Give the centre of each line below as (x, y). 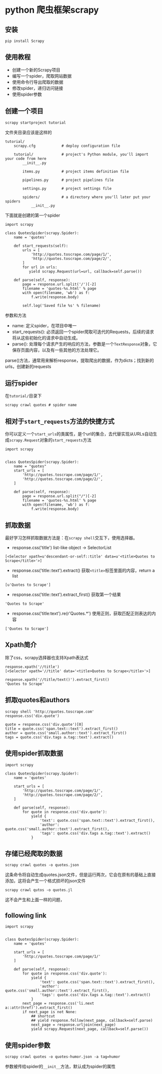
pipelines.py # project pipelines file (68, 180)
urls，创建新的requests (28, 366)
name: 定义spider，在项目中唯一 (44, 325)
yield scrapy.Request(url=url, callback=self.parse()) (85, 271)
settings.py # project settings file (67, 188)
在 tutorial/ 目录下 (24, 396)
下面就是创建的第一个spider (33, 215)
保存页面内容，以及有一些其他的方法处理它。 (57, 350)
